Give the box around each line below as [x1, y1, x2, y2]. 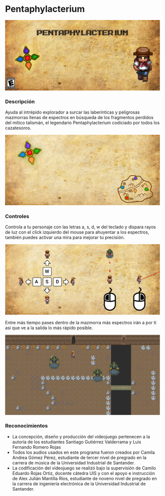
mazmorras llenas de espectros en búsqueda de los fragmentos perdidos [5, 115, 154, 121]
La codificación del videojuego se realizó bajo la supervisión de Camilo [12, 465, 156, 471]
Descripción [5, 98, 35, 105]
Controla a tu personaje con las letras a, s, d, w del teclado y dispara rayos [5, 224, 156, 230]
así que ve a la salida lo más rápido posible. [5, 325, 93, 331]
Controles [5, 213, 29, 219]
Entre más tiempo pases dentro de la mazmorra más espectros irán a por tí [5, 320, 157, 326]
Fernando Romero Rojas [12, 444, 61, 450]
